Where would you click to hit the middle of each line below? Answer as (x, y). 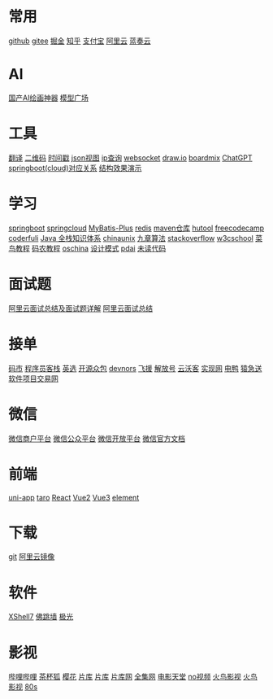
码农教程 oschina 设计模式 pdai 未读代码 (99, 248)
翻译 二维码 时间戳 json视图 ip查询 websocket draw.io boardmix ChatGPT (130, 157)
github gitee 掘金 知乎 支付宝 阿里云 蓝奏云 (80, 41)
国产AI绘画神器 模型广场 (49, 98)
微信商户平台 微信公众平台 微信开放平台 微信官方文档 (97, 438)
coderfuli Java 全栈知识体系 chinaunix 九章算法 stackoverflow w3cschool (131, 238)
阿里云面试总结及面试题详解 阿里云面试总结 (80, 308)
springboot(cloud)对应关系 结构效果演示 (75, 168)
